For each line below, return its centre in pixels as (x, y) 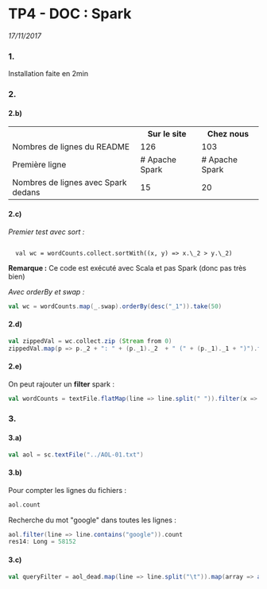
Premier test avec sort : (46, 232)
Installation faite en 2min (48, 74)
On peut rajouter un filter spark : (62, 384)
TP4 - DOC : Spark (70, 14)
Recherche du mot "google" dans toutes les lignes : (92, 520)
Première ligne (39, 165)
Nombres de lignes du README (71, 147)
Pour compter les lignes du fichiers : (68, 490)
